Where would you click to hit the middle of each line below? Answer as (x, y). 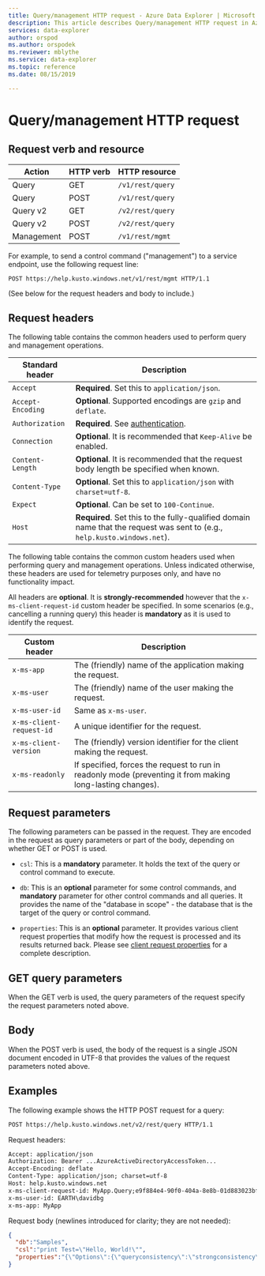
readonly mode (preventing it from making (152, 775)
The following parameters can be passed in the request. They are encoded (130, 832)
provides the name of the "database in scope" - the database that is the (136, 905)
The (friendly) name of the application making (159, 665)
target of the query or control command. (85, 913)
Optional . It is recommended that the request (159, 459)
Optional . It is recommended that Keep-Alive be (164, 437)
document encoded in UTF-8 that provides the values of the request (119, 1058)
